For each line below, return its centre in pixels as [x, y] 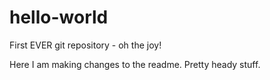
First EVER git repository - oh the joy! [85, 45]
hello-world [59, 17]
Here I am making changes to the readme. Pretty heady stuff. [135, 64]
